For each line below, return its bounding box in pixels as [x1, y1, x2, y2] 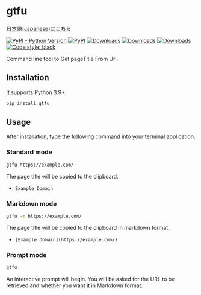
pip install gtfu [6, 100, 50, 106]
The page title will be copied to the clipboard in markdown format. [6, 224, 170, 231]
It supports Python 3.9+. [6, 89, 67, 96]
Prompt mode [6, 250, 47, 259]
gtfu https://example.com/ [6, 162, 74, 168]
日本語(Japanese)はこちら [6, 25, 72, 32]
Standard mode [6, 148, 52, 156]
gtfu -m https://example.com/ [6, 213, 82, 219]
